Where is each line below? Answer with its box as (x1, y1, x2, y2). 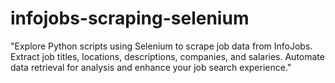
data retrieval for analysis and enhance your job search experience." (10, 61, 292, 73)
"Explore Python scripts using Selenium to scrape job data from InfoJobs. (10, 40, 313, 52)
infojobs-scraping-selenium (10, 7, 250, 30)
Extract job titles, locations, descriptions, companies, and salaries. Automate (10, 50, 325, 62)
